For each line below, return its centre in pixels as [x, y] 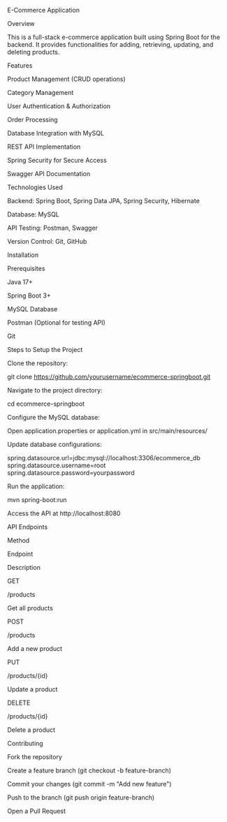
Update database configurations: [55, 444]
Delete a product [31, 730]
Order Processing [32, 119]
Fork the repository [35, 757]
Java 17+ [20, 282]
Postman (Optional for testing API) [57, 323]
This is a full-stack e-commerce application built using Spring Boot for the [114, 37]
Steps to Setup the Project [45, 350]
